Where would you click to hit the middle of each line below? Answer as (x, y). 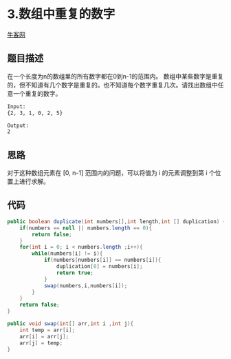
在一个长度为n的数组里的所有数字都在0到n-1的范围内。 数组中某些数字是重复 (115, 76)
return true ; (75, 273)
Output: (18, 125)
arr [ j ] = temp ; (41, 343)
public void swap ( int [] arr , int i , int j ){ (70, 324)
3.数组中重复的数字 (61, 14)
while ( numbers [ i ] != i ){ (67, 254)
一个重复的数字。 (37, 93)
